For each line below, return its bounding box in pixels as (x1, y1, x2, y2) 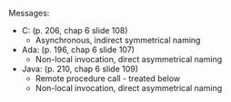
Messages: (8, 8, 50, 18)
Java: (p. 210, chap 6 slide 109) (21, 63, 138, 74)
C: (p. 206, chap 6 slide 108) (21, 25, 128, 35)
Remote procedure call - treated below (35, 73, 181, 84)
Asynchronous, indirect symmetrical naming (35, 35, 201, 45)
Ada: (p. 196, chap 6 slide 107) (21, 44, 136, 55)
